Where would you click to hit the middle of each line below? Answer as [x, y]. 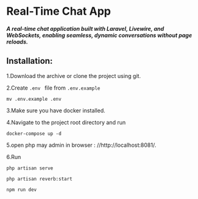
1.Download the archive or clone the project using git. [74, 76]
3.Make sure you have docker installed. [56, 110]
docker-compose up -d [34, 133]
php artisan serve [30, 168]
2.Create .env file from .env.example [53, 88]
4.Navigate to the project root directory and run [66, 122]
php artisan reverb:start [39, 179]
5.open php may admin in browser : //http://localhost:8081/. [81, 145]
